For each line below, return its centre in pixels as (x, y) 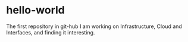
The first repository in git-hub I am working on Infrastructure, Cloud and (94, 26)
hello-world (36, 10)
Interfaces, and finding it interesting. (51, 32)
